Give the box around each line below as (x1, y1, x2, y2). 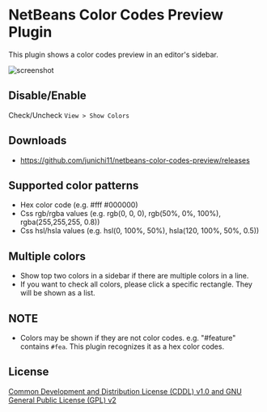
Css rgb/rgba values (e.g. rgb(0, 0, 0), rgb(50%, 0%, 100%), (19, 209, 221, 219)
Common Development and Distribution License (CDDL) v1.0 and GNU (8, 386, 243, 396)
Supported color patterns (8, 178, 139, 192)
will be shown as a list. (19, 288, 95, 298)
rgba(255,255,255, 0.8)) (19, 217, 100, 227)
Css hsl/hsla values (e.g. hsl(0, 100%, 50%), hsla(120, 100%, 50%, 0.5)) (19, 226, 260, 236)
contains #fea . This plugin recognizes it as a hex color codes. (19, 342, 225, 351)
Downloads (8, 134, 67, 147)
